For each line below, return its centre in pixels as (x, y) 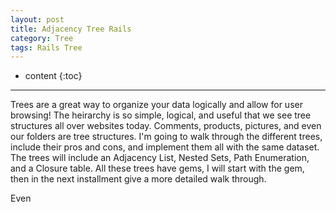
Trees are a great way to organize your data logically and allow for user (156, 105)
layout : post (37, 19)
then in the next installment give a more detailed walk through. (138, 179)
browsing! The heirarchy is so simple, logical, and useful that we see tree (161, 115)
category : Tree (42, 38)
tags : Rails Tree (46, 47)
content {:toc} (53, 76)
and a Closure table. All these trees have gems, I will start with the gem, (157, 168)
